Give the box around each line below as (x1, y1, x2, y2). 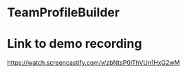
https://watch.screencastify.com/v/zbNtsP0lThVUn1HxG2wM (7, 59, 180, 67)
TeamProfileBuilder (7, 5, 120, 20)
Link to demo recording (7, 36, 142, 52)
